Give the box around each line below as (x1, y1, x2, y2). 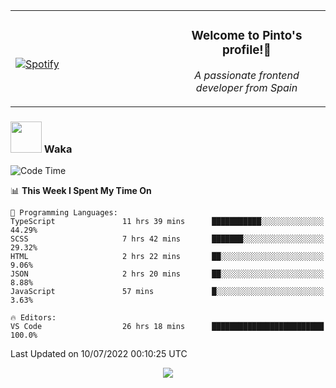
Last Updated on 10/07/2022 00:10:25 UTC (10, 348, 188, 360)
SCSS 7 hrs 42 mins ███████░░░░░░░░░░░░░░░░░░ (10, 234, 325, 244)
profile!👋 (222, 42, 272, 58)
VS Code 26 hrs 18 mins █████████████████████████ (10, 322, 325, 332)
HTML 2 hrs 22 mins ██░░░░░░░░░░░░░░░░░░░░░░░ (10, 252, 325, 262)
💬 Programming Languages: (10, 208, 118, 218)
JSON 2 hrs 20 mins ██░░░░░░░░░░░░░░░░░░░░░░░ (10, 269, 325, 279)
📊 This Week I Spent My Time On (10, 185, 152, 197)
